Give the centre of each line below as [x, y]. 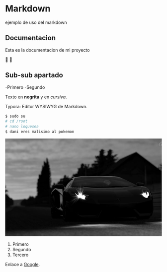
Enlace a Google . [23, 265]
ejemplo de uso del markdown [36, 22]
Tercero [20, 255]
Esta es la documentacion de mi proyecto [47, 50]
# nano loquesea [22, 127]
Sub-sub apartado [34, 75]
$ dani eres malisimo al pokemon [40, 132]
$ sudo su [15, 116]
